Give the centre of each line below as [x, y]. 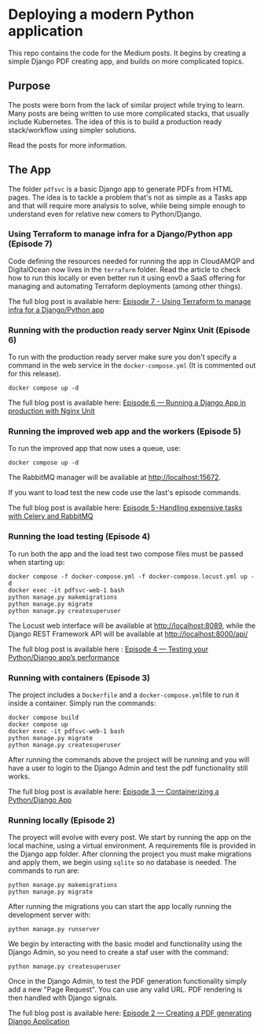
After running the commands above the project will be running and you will [129, 760]
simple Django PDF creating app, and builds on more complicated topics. [126, 61]
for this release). [35, 374]
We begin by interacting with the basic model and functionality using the [125, 944]
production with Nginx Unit [52, 411]
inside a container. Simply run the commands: [82, 703]
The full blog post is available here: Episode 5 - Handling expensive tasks [125, 508]
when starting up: [37, 562]
